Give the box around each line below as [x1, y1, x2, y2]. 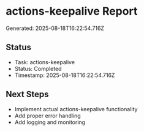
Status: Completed [14, 65, 62, 72]
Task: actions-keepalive [14, 58, 75, 65]
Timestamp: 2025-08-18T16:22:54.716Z [14, 71, 115, 79]
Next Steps [6, 89, 49, 100]
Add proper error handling [14, 112, 81, 119]
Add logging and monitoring [14, 118, 86, 126]
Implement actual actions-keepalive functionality [14, 105, 138, 112]
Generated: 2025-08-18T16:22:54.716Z [6, 24, 105, 32]
